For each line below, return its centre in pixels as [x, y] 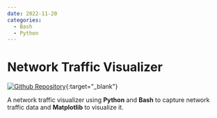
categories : [24, 20]
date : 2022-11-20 [32, 14]
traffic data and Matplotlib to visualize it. [65, 108]
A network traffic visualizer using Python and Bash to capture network [108, 100]
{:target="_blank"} [92, 87]
